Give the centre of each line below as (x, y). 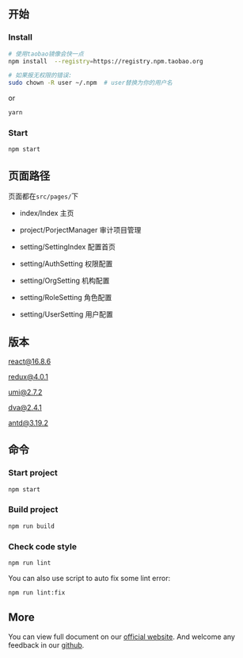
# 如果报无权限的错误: (40, 75)
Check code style (43, 546)
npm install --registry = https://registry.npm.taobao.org (106, 61)
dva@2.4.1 (25, 407)
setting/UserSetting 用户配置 (66, 314)
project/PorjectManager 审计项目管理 (80, 230)
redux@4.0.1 (28, 376)
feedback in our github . (46, 645)
